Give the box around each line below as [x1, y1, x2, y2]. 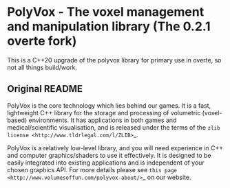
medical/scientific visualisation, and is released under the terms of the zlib [7, 123, 220, 131]
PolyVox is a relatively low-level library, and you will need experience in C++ [7, 143, 224, 152]
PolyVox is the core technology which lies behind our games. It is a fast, [7, 101, 211, 110]
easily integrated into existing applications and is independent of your [7, 158, 205, 167]
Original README [7, 83, 83, 95]
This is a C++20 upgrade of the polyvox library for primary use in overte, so [7, 56, 222, 64]
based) [7, 116, 28, 124]
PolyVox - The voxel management [7, 4, 205, 20]
